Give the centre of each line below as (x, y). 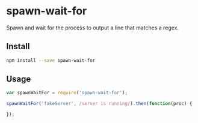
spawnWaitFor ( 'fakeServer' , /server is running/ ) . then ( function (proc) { (99, 104)
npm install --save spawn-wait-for (51, 60)
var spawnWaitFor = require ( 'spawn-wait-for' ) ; (67, 93)
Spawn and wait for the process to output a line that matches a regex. (93, 28)
